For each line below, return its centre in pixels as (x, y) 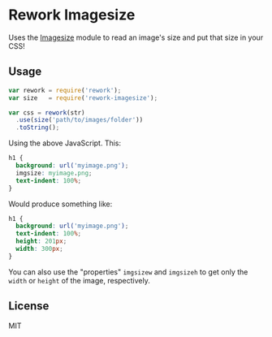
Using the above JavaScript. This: (65, 143)
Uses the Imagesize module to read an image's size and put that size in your (136, 37)
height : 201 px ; (41, 241)
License (29, 306)
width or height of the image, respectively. (79, 280)
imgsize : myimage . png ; (54, 173)
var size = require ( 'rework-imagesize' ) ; (83, 98)
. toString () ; (38, 127)
